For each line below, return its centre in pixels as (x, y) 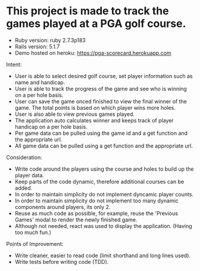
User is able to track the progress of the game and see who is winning (101, 88)
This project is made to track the (87, 11)
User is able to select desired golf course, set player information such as (104, 76)
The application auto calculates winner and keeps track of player (94, 120)
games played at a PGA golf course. (96, 24)
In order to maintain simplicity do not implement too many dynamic (96, 201)
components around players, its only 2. (62, 207)
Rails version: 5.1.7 (37, 47)
